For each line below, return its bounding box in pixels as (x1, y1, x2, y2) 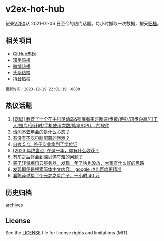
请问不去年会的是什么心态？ (12, 129, 70, 135)
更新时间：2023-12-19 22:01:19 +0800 (5, 86, 80, 92)
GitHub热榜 (12, 51, 36, 57)
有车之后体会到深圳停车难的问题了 (12, 154, 83, 160)
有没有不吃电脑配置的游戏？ (12, 135, 70, 141)
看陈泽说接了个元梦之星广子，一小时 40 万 (12, 172, 100, 178)
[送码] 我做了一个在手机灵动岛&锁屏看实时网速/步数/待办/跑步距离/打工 (12, 116, 158, 122)
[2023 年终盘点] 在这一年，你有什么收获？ (12, 147, 100, 153)
